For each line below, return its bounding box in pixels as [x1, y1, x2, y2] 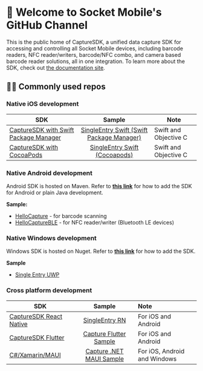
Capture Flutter [83, 329, 126, 338]
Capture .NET [85, 347, 124, 355]
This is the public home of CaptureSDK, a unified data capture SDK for [6, 38, 181, 45]
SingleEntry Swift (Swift [80, 125, 148, 134]
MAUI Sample [85, 354, 124, 363]
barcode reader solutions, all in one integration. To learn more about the [6, 57, 185, 65]
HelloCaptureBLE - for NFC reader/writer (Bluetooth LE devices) [14, 218, 175, 226]
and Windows [138, 354, 177, 363]
